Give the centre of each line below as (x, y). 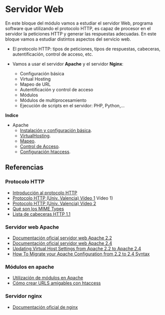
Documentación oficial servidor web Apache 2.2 (62, 238)
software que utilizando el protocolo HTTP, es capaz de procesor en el (78, 28)
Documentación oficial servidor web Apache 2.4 (62, 243)
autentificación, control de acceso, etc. (53, 54)
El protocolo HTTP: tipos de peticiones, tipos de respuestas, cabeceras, (86, 49)
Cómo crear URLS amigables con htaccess (56, 283)
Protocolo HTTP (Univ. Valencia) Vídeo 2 (54, 203)
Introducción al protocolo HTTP (45, 193)
